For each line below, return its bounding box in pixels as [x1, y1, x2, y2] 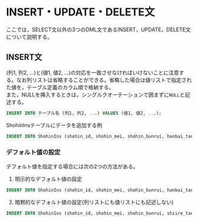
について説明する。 [6, 33, 53, 40]
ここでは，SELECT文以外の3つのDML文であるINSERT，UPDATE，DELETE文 [6, 26, 192, 33]
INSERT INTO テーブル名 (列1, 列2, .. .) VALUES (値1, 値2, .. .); [6, 110, 162, 116]
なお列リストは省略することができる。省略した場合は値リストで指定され [16, 76, 192, 83]
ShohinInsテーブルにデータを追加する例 [6, 121, 103, 128]
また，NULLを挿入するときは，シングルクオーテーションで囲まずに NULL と [6, 91, 185, 98]
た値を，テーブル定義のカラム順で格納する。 [6, 84, 114, 91]
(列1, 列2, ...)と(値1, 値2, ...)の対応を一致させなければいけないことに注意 [6, 69, 179, 76]
